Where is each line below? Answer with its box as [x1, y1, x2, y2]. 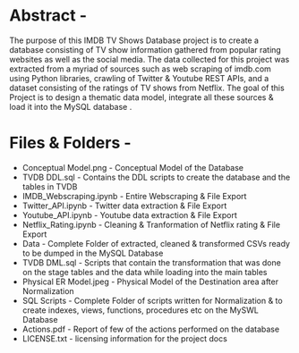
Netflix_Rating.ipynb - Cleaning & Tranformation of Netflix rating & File [21, 219, 280, 230]
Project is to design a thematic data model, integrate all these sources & [9, 91, 274, 103]
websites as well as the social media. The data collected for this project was [9, 54, 290, 64]
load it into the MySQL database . [9, 101, 132, 112]
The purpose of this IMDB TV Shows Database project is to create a [9, 35, 260, 46]
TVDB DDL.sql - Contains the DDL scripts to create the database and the [21, 172, 291, 182]
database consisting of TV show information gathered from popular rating [9, 44, 282, 55]
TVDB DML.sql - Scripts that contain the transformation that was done [21, 256, 282, 268]
